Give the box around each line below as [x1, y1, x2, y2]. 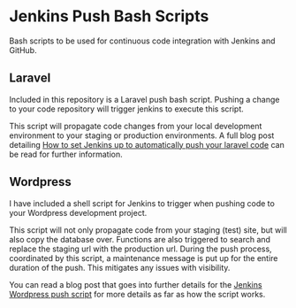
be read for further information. [9, 149, 124, 159]
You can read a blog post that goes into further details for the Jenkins [9, 279, 262, 289]
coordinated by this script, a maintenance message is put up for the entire [9, 252, 278, 263]
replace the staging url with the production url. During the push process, [9, 243, 272, 254]
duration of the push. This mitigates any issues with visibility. [9, 262, 231, 273]
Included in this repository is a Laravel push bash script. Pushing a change [9, 94, 280, 104]
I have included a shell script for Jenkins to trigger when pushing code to [9, 197, 276, 209]
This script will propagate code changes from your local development [9, 120, 262, 131]
